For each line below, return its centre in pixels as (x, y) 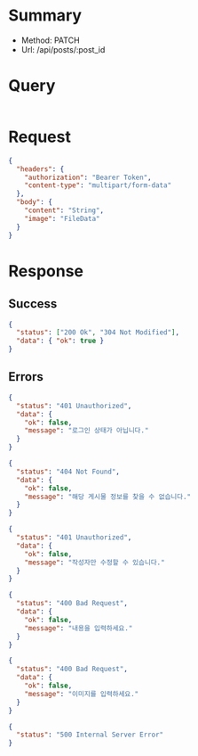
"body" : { (34, 202)
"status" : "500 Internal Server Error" (90, 735)
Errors (26, 377)
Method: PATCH (51, 40)
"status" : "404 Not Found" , (68, 472)
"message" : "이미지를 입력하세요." (82, 694)
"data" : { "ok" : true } (60, 341)
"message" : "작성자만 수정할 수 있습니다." (95, 563)
